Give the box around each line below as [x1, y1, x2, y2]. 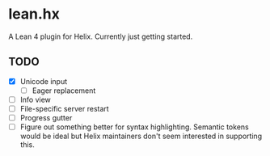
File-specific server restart [19, 103, 109, 113]
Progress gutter [19, 113, 73, 122]
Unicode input [19, 76, 68, 86]
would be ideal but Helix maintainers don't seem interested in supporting [19, 131, 263, 141]
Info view [19, 95, 51, 104]
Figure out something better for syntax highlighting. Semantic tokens [19, 122, 249, 132]
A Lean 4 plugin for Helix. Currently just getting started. [8, 32, 193, 41]
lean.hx [8, 5, 61, 23]
